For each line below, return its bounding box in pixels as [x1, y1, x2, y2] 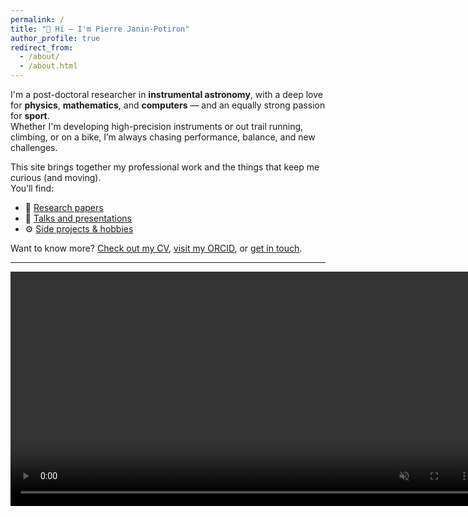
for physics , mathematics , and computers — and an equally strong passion [10, 99, 326, 111]
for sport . [10, 110, 50, 121]
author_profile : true [10, 33, 101, 43]
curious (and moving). [10, 172, 102, 183]
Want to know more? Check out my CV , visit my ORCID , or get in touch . [10, 242, 303, 254]
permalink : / [10, 14, 65, 25]
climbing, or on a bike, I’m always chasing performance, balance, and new [10, 131, 316, 143]
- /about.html [19, 61, 78, 71]
